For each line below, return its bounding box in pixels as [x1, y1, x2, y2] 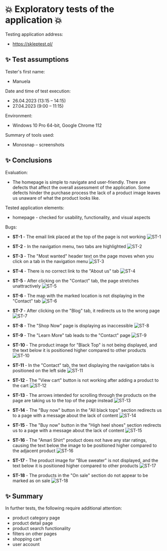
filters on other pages [12, 531, 57, 537]
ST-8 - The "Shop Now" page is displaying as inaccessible [12, 322, 133, 328]
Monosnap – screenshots [12, 141, 65, 148]
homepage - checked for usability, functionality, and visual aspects [12, 214, 151, 220]
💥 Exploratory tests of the [5, 3, 115, 15]
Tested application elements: [5, 205, 65, 211]
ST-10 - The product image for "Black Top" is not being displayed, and [12, 342, 158, 348]
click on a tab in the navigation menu [12, 258, 88, 264]
